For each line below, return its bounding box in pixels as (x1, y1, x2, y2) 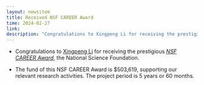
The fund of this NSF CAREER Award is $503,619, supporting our (15, 66, 177, 73)
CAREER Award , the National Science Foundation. (15, 54, 140, 61)
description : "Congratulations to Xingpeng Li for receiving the (6, 31, 175, 37)
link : (6, 25, 20, 32)
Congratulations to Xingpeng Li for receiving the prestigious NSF (15, 48, 177, 55)
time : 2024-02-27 (6, 20, 50, 26)
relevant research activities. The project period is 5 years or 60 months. (15, 72, 194, 80)
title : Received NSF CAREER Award (6, 14, 94, 20)
